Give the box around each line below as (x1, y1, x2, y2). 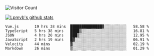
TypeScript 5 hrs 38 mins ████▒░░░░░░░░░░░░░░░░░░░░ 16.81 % (5, 28, 149, 33)
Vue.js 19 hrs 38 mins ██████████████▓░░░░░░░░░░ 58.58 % (5, 24, 149, 29)
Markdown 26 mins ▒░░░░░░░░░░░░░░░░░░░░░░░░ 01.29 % (5, 46, 149, 51)
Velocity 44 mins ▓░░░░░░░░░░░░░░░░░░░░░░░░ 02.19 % (5, 41, 149, 46)
